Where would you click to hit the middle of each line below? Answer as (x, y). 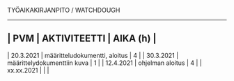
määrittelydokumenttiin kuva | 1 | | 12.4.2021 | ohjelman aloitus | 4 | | (104, 63)
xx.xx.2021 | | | (29, 70)
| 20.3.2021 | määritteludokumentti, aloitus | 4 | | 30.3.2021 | (93, 55)
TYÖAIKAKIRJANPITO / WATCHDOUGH (64, 10)
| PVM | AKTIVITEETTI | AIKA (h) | (82, 39)
